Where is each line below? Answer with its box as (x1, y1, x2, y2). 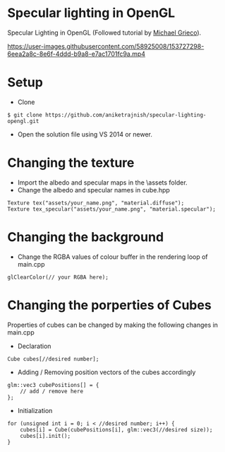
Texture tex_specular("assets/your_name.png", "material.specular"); (7, 205, 217, 213)
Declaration (17, 342, 51, 350)
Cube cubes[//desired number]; (7, 355, 99, 362)
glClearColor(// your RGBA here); (7, 274, 109, 281)
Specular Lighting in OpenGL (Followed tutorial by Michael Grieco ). (7, 28, 202, 37)
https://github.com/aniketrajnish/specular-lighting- (44, 111, 207, 118)
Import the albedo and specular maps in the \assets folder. (17, 178, 188, 187)
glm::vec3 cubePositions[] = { (7, 381, 99, 388)
